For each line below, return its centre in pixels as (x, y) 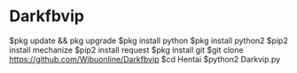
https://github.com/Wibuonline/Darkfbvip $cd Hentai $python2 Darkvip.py (145, 59)
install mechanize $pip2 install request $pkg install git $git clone (126, 49)
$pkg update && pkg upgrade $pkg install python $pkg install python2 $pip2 (148, 40)
